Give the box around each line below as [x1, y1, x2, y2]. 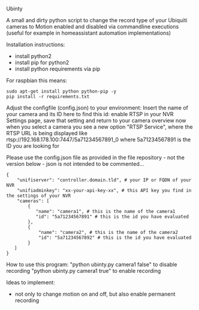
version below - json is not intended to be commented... [6, 160, 144, 167]
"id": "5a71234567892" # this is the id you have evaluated [38, 235, 192, 241]
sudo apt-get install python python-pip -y [6, 89, 117, 95]
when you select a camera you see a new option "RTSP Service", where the [6, 123, 193, 130]
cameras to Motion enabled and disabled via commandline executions [6, 23, 179, 30]
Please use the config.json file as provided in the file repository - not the [6, 154, 185, 161]
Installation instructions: [6, 41, 65, 48]
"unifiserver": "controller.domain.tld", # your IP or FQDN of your [17, 177, 192, 183]
